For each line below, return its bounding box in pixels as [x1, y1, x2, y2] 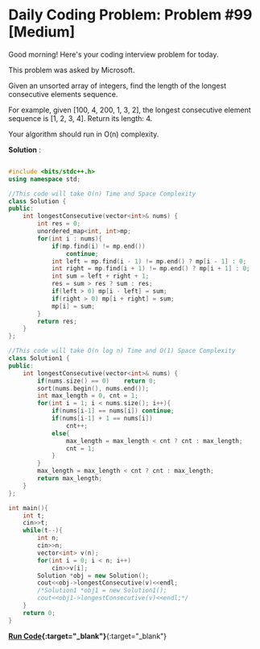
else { [51, 429, 70, 438]
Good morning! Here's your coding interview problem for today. [8, 49, 219, 59]
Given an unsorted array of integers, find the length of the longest [8, 81, 227, 90]
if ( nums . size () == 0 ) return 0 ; [37, 377, 157, 385]
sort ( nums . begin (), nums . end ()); [37, 384, 150, 392]
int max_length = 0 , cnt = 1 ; [37, 391, 138, 400]
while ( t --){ [23, 526, 63, 534]
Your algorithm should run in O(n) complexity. [8, 129, 159, 139]
